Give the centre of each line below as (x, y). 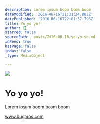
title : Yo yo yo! (23, 23)
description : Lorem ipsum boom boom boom (48, 10)
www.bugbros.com (24, 117)
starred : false (21, 32)
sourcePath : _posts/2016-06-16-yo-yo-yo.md (50, 37)
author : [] (16, 28)
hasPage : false (21, 46)
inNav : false (18, 51)
